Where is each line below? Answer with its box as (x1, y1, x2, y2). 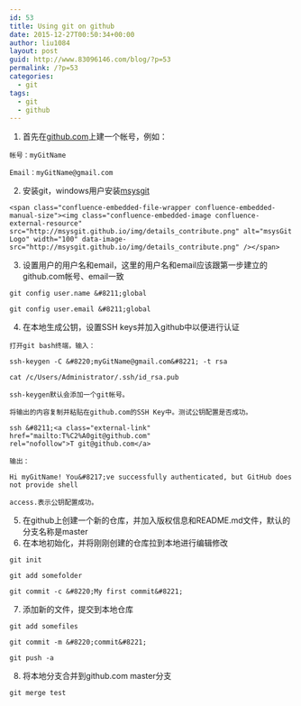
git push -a (9, 654, 54, 663)
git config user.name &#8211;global (9, 289, 147, 298)
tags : (9, 88, 30, 97)
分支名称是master (22, 527, 88, 537)
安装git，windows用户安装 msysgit (22, 186, 150, 197)
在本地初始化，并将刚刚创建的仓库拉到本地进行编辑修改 (22, 537, 228, 548)
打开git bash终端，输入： (9, 342, 96, 351)
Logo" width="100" (9, 235, 78, 244)
